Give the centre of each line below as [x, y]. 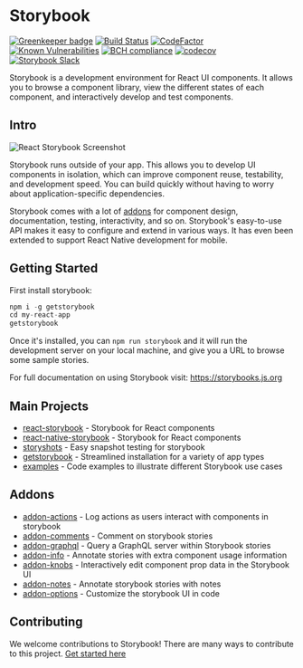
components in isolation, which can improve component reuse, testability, [147, 174]
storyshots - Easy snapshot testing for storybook [114, 447]
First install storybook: [51, 290]
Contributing [46, 622]
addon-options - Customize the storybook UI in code [121, 593]
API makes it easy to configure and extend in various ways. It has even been [151, 230]
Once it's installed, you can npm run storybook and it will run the [128, 341]
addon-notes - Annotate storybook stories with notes [122, 584]
